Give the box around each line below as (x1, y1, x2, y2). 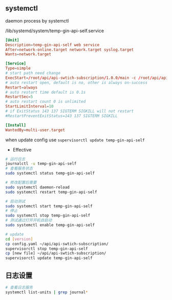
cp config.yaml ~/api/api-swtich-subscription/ (5, 241, 109, 246)
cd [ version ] (5, 237, 33, 242)
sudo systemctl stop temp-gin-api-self (5, 213, 91, 218)
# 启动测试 (5, 199, 26, 204)
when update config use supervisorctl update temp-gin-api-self (5, 137, 145, 143)
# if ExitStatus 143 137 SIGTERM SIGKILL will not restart (5, 109, 134, 114)
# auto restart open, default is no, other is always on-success (5, 80, 147, 85)
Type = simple (5, 66, 31, 71)
